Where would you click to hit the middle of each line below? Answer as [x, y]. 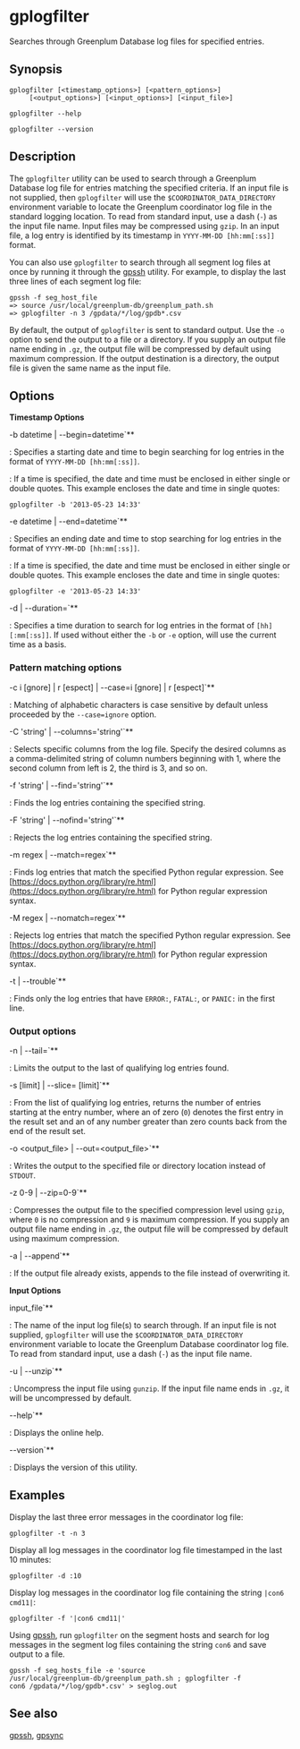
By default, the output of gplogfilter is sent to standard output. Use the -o [147, 329]
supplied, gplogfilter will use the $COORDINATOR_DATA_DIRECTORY [126, 1335]
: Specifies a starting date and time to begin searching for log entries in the [147, 452]
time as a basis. [38, 644]
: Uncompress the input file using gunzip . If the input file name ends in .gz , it [150, 1388]
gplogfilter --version [51, 129]
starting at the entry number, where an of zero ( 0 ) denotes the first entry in [146, 1112]
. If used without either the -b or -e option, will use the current [162, 635]
